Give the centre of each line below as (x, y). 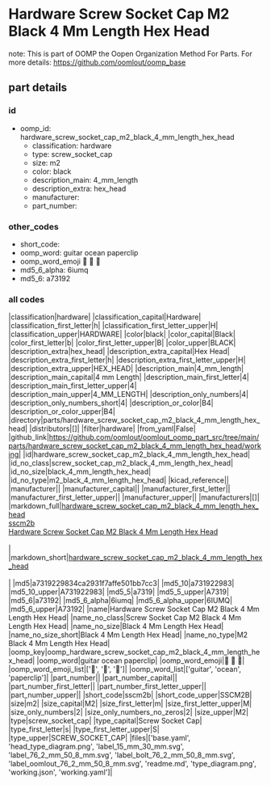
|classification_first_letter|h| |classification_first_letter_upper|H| (113, 326)
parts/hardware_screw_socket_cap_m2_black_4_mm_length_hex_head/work (135, 446)
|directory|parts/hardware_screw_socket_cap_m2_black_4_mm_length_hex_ (134, 420)
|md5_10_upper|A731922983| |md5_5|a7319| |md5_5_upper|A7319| (119, 592)
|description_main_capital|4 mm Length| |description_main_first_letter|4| (129, 378)
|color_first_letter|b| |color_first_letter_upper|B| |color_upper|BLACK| (122, 343)
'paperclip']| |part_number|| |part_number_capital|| (93, 678)
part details (38, 88)
